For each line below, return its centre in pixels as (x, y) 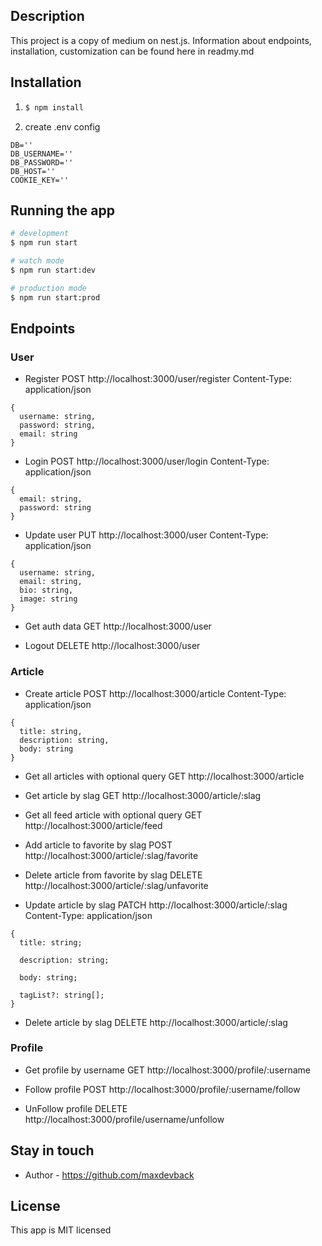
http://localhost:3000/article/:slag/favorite (111, 855)
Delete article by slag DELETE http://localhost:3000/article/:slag (156, 1022)
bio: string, (46, 590)
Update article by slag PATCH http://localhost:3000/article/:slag (156, 905)
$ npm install (54, 107)
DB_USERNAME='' (42, 154)
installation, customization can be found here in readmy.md (132, 51)
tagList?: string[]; (62, 995)
